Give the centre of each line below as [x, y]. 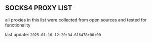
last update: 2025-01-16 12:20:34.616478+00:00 [53, 34]
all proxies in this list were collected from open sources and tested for [76, 20]
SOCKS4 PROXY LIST [39, 8]
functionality [18, 25]
